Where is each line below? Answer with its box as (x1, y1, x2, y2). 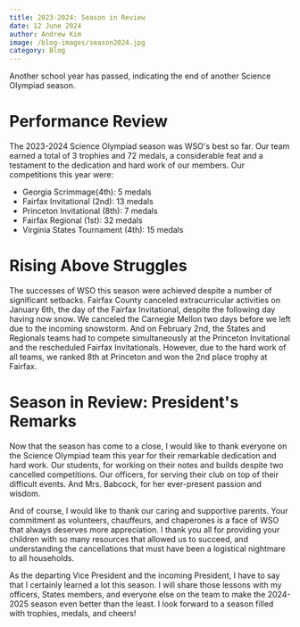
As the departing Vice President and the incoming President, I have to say (9, 570, 280, 581)
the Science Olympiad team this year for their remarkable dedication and (9, 450, 277, 460)
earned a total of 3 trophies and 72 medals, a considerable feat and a (9, 151, 263, 161)
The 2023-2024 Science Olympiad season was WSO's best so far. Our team (9, 141, 290, 152)
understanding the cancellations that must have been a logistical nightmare (9, 543, 286, 554)
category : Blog (9, 46, 66, 55)
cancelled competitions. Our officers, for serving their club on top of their (9, 469, 279, 480)
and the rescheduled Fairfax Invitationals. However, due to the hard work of (9, 342, 287, 352)
